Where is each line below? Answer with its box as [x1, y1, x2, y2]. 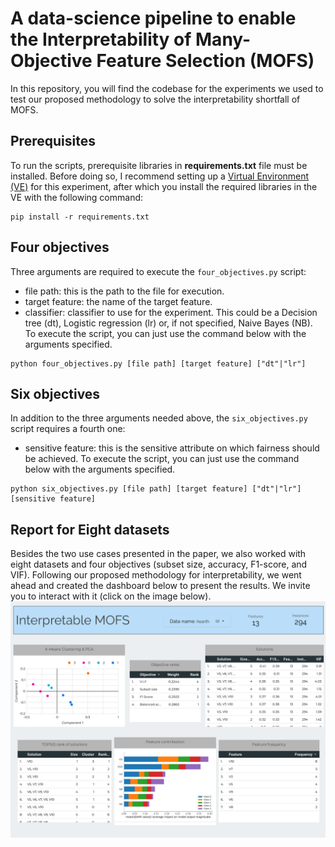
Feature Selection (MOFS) [96, 50, 315, 72]
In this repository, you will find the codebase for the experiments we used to [10, 82, 324, 94]
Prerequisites [10, 133, 96, 150]
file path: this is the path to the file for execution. [24, 285, 225, 297]
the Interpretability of [10, 28, 192, 51]
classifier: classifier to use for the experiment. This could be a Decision [24, 306, 318, 318]
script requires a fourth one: [10, 423, 126, 435]
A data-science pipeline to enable [10, 7, 297, 30]
